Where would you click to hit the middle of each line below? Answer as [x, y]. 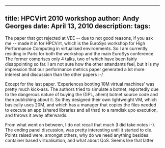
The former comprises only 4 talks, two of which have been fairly [71, 59]
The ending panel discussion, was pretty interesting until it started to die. [79, 130]
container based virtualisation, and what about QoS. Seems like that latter [79, 140]
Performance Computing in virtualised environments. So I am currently [76, 48]
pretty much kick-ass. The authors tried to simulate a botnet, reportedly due [82, 89]
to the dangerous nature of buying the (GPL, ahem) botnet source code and [82, 94]
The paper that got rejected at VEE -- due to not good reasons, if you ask [79, 38]
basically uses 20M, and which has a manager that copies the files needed [81, 105]
